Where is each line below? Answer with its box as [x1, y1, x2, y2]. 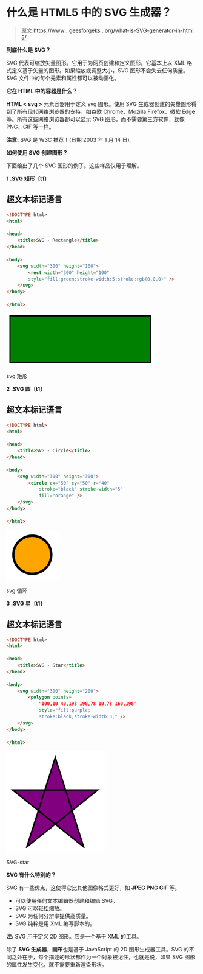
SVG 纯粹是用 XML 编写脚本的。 [15, 920, 96, 927]
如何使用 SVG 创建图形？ [6, 149, 68, 156]
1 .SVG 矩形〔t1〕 [6, 175, 50, 182]
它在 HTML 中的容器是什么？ [6, 87, 78, 94]
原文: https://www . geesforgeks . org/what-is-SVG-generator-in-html [21, 27, 194, 34]
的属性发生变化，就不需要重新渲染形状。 [6, 961, 107, 969]
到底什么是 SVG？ [6, 46, 51, 54]
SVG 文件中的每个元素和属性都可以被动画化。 [6, 74, 120, 82]
